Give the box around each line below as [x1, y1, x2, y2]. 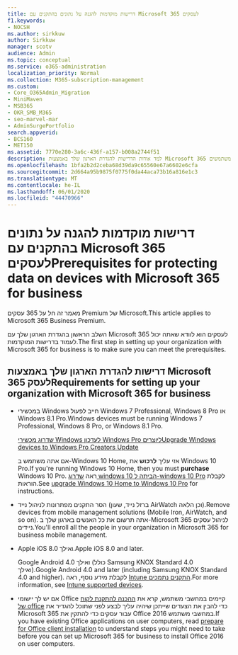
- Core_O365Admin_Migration [7, 89, 91, 96]
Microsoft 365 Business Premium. [7, 317, 106, 325]
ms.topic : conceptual [7, 57, 72, 64]
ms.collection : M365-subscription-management [7, 76, 144, 84]
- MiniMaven [7, 96, 42, 103]
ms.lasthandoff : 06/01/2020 [7, 188, 91, 195]
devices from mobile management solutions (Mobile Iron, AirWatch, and [17, 508, 227, 516]
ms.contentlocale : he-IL [7, 181, 81, 188]
